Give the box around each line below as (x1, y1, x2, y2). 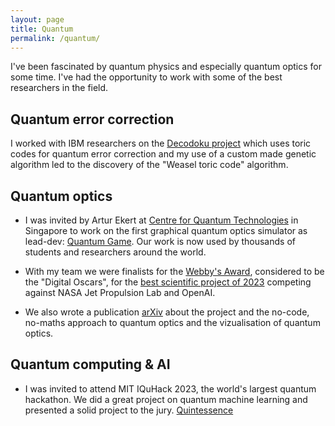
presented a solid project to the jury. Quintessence (24, 404, 234, 416)
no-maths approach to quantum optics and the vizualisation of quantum (24, 317, 321, 328)
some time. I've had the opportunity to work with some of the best (10, 71, 283, 83)
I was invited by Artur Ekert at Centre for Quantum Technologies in (24, 214, 299, 226)
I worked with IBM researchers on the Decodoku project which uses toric (10, 137, 312, 150)
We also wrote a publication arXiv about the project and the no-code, (24, 306, 310, 318)
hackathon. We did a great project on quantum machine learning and (24, 393, 308, 405)
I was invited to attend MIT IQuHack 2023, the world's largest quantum (24, 382, 317, 395)
